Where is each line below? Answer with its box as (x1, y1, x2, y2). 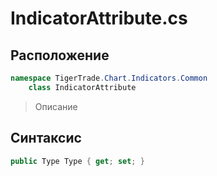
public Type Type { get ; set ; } (10, 156, 145, 166)
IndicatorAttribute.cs (10, 7, 188, 30)
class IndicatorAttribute (28, 82, 137, 92)
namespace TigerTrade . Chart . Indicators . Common (10, 73, 208, 83)
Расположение (10, 47, 110, 64)
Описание (34, 100, 78, 112)
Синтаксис (10, 130, 82, 147)
